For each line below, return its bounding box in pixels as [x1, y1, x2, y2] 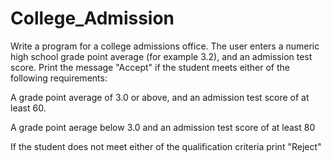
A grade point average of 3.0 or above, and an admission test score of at [10, 91, 310, 103]
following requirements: [10, 72, 108, 84]
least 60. [10, 102, 47, 114]
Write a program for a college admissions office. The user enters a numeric [10, 40, 320, 52]
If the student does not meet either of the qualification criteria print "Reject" [10, 140, 322, 152]
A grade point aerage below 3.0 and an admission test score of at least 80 [10, 121, 316, 133]
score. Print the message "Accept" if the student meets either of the [10, 61, 290, 73]
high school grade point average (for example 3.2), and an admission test [10, 50, 313, 62]
